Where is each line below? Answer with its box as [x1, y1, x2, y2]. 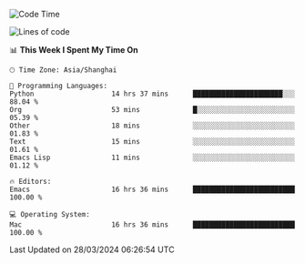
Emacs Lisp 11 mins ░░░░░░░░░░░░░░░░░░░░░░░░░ [9, 153, 296, 162]
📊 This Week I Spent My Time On [9, 45, 138, 55]
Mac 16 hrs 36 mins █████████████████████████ [9, 220, 296, 229]
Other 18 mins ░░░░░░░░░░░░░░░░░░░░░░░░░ [9, 121, 296, 130]
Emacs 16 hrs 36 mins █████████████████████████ [9, 185, 296, 194]
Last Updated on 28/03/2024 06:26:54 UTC [9, 244, 175, 255]
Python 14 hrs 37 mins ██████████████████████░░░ [9, 89, 296, 98]
